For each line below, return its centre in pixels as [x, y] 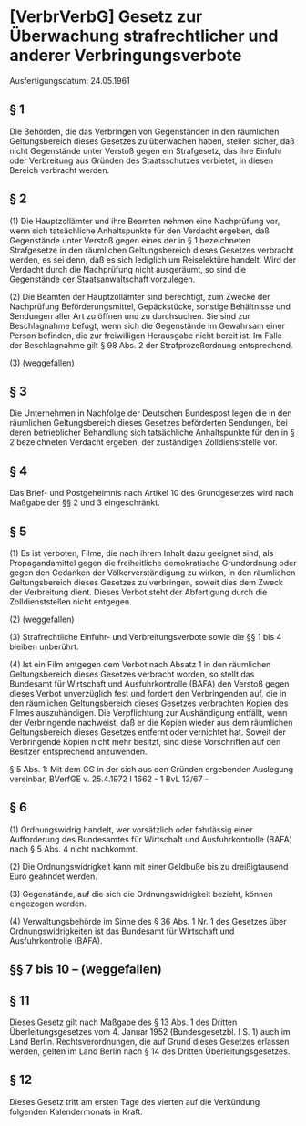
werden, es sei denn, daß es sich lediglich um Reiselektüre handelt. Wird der [153, 259]
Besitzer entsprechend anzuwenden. [78, 751]
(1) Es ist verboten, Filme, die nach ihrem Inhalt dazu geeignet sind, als [142, 553]
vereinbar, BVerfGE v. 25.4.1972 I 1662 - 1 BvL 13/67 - [109, 779]
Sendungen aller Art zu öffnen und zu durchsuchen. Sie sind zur [130, 315]
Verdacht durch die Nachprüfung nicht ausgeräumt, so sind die [127, 269]
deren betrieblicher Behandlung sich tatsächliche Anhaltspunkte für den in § [152, 433]
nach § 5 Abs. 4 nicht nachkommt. [74, 849]
